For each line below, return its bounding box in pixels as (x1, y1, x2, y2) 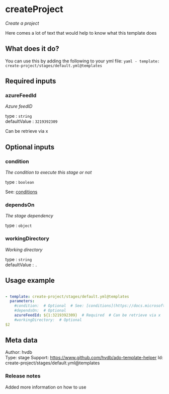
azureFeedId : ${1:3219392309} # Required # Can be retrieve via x (14, 313, 161, 318)
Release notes (5, 372, 41, 379)
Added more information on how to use (5, 384, 87, 390)
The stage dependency (5, 213, 54, 219)
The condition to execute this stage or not (5, 170, 92, 176)
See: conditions (5, 189, 38, 195)
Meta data (5, 336, 38, 345)
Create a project (5, 20, 39, 26)
